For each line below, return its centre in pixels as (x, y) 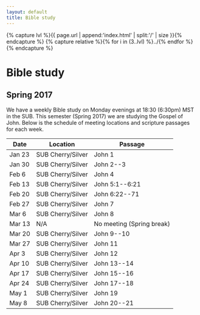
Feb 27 (19, 204)
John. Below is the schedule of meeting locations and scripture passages (98, 122)
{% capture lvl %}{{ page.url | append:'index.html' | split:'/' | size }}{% (94, 35)
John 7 (104, 204)
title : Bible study (31, 18)
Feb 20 (19, 194)
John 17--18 (114, 283)
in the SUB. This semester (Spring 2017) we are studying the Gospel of (95, 116)
